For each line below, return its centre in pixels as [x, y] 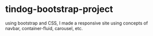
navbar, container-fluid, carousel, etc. [44, 28]
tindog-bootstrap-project [59, 9]
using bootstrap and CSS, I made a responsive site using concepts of [76, 23]
